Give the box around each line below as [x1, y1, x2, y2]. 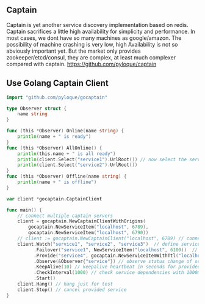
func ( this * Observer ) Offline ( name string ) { [6, 173, 127, 180]
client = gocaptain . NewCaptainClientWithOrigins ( [17, 218, 146, 224]
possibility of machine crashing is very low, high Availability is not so [6, 40, 178, 48]
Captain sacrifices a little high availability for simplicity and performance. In [6, 28, 195, 35]
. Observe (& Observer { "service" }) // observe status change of [33, 258, 192, 264]
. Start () [33, 275, 56, 281]
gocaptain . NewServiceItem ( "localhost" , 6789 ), [28, 224, 149, 230]
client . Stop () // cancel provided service [17, 286, 127, 293]
